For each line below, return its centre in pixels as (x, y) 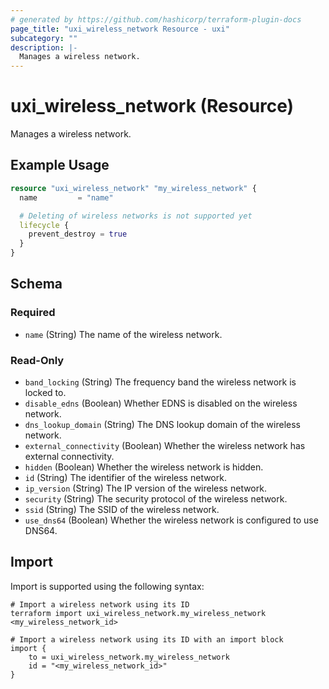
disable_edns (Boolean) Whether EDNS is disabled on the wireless (161, 403)
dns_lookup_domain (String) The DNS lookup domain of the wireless (162, 424)
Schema (36, 284)
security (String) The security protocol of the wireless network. (156, 498)
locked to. (45, 392)
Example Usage (60, 165)
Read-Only (37, 360)
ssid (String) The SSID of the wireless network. (122, 509)
